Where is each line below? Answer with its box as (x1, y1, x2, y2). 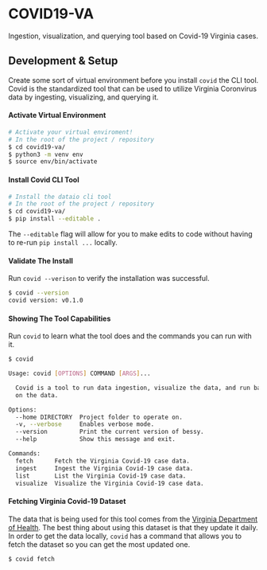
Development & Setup (8, 54, 118, 68)
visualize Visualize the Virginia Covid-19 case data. (15, 479, 204, 487)
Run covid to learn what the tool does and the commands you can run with (8, 331, 252, 341)
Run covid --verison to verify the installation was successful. (8, 274, 211, 283)
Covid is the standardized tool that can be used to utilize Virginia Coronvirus (8, 84, 257, 93)
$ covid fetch (8, 555, 56, 563)
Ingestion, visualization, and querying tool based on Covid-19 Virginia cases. (8, 31, 258, 41)
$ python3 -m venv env (8, 150, 83, 158)
